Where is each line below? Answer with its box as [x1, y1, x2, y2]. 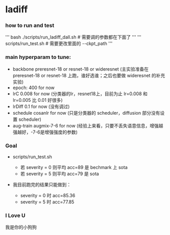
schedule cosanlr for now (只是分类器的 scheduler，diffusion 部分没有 [12, 110, 160, 116]
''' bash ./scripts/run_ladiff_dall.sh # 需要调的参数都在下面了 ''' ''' [5, 34, 142, 40]
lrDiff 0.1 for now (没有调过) [12, 103, 70, 110]
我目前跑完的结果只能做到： [12, 182, 71, 188]
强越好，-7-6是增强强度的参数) [12, 129, 78, 135]
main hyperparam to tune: [5, 54, 71, 61]
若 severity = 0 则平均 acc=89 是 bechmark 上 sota [20, 164, 128, 170]
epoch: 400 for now [12, 84, 55, 91]
